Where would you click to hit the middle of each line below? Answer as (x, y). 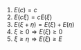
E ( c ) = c (26, 10)
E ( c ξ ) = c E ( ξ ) (33, 17)
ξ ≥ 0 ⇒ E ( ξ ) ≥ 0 (38, 32)
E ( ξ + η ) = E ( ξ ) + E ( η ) (44, 24)
